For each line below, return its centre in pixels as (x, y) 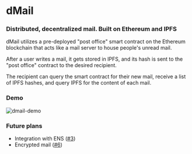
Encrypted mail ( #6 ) (39, 145)
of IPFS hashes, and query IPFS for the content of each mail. (79, 83)
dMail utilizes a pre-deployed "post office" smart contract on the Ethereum (96, 41)
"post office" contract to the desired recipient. (61, 65)
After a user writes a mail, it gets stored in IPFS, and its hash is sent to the (95, 59)
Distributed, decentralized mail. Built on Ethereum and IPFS (91, 29)
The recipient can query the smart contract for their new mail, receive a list (96, 76)
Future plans (24, 125)
